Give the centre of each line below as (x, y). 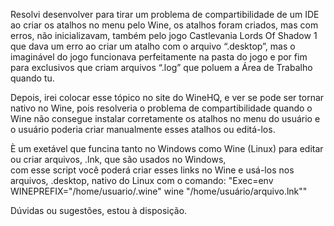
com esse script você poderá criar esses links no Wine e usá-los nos (152, 170)
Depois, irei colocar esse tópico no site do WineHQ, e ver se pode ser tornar (167, 97)
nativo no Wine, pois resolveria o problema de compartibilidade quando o (161, 108)
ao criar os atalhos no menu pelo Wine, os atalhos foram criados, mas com (164, 25)
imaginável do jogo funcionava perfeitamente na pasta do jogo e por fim (159, 57)
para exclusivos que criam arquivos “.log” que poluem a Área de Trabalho (161, 67)
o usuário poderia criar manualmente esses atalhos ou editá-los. (143, 129)
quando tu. (32, 78)
